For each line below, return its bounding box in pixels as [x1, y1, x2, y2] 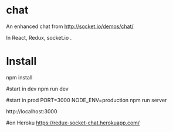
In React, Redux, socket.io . [6, 34, 72, 41]
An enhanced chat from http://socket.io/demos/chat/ [6, 23, 134, 30]
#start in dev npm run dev [6, 85, 69, 92]
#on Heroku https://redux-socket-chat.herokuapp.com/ [6, 119, 140, 126]
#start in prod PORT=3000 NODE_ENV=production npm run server [6, 96, 167, 103]
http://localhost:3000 [6, 107, 57, 114]
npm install [6, 74, 33, 81]
